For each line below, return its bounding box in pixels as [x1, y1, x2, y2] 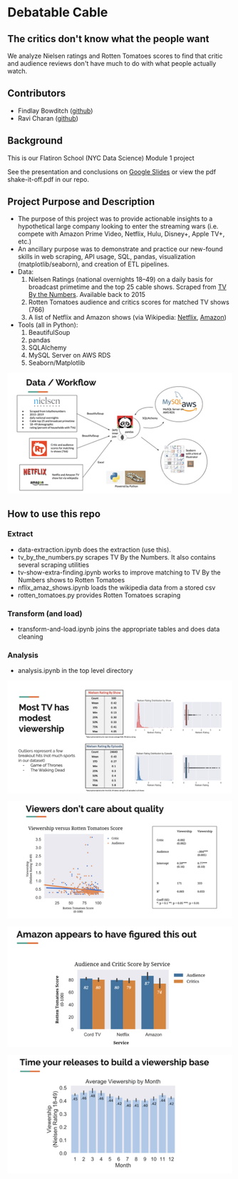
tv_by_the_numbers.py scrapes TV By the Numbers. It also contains [17, 552, 216, 561]
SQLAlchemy [28, 343, 67, 352]
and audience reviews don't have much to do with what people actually [7, 59, 217, 68]
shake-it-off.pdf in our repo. [7, 175, 90, 183]
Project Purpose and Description [7, 196, 155, 208]
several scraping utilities [17, 560, 90, 569]
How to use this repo [7, 507, 101, 520]
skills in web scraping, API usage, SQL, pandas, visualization [17, 253, 196, 261]
